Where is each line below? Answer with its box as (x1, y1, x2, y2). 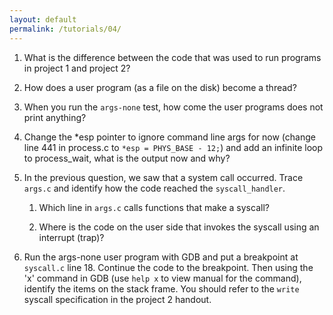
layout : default (9, 14, 77, 25)
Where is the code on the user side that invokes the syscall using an (38, 221, 320, 233)
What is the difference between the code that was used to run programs (23, 51, 322, 63)
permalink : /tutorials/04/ (9, 24, 122, 34)
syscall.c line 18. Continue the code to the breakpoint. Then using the (23, 261, 314, 273)
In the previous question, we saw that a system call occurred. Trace (23, 171, 304, 183)
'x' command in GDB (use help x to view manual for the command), (23, 272, 302, 284)
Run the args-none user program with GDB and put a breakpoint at (23, 251, 299, 263)
